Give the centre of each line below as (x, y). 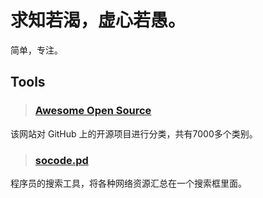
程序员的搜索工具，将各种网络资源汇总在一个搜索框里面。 (128, 183)
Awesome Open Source (93, 111)
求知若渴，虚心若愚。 (98, 20)
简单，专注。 (36, 50)
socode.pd (61, 160)
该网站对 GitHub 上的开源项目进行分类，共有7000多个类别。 (134, 133)
